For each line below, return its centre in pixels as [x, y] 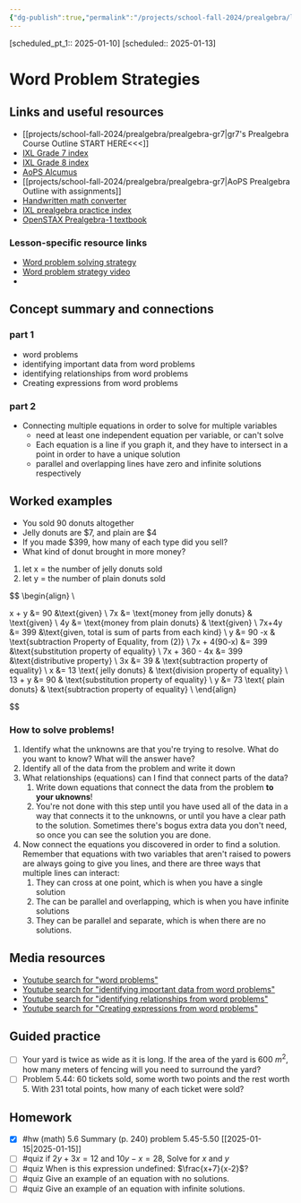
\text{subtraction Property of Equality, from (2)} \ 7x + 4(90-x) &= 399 [138, 641]
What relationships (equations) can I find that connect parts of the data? [155, 778]
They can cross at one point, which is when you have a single [149, 882]
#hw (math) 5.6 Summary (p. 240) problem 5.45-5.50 [120, 1139]
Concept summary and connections [112, 309]
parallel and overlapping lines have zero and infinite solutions [148, 463]
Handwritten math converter [74, 200]
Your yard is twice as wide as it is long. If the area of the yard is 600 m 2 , [155, 1059]
